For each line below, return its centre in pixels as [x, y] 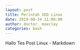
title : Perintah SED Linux [34, 15]
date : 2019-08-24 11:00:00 [34, 19]
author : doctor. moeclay [32, 24]
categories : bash [24, 29]
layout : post [19, 10]
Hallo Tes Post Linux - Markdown [40, 43]
